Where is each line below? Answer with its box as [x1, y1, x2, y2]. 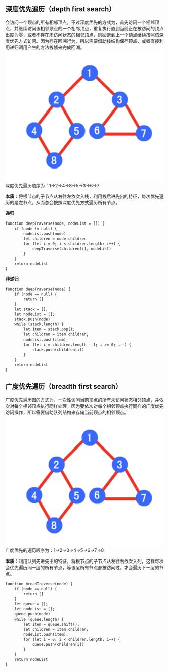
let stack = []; [14, 307, 49, 312]
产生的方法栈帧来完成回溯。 [27, 44, 84, 50]
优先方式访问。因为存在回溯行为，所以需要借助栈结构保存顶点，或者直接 [9, 38, 159, 44]
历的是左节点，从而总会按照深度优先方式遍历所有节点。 [5, 200, 120, 206]
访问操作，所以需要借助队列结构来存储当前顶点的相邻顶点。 [5, 409, 129, 415]
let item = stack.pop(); [23, 327, 75, 332]
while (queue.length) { [14, 617, 64, 622]
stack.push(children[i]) [32, 347, 84, 352]
